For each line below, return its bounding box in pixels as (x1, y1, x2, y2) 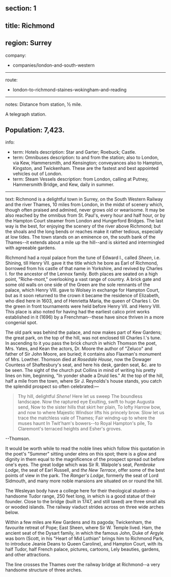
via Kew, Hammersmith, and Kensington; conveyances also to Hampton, (12, 160, 164, 166)
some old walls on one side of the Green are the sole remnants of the (5, 282, 150, 288)
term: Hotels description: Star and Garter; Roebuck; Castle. (12, 149, 136, 155)
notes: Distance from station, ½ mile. (5, 101, 82, 107)
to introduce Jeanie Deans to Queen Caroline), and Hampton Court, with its (5, 541, 163, 547)
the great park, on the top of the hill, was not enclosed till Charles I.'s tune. (5, 335, 161, 341)
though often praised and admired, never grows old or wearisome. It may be (5, 207, 165, 213)
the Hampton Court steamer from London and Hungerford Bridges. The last (5, 218, 164, 224)
